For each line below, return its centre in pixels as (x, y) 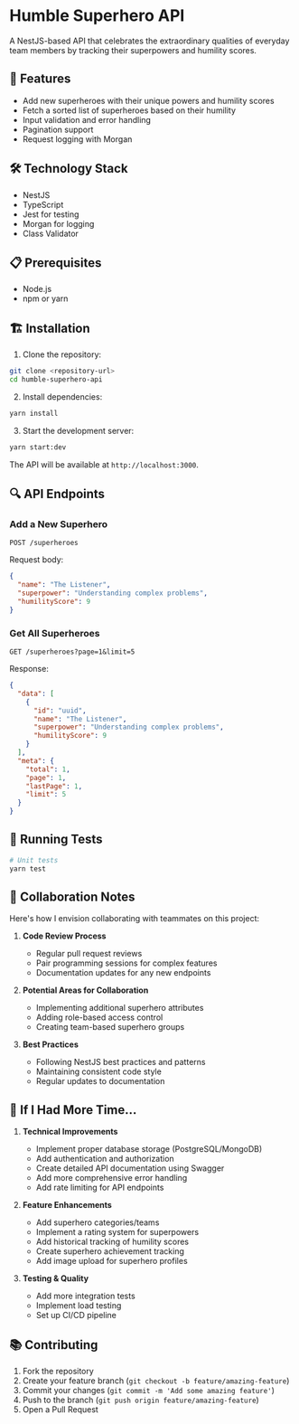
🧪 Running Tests (56, 839)
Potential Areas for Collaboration (85, 990)
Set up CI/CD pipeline (76, 1316)
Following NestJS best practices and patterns (121, 1062)
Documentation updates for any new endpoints (123, 973)
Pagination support (58, 129)
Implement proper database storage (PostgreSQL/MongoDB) (149, 1149)
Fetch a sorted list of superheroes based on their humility (129, 110)
